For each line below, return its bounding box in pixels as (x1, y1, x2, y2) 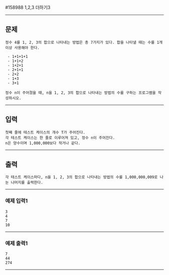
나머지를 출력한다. (11, 180, 43, 185)
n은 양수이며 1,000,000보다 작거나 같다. (5, 141, 80, 146)
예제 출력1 (5, 240, 28, 247)
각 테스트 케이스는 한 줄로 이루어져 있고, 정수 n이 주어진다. (5, 135, 115, 140)
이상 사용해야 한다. (5, 45, 40, 50)
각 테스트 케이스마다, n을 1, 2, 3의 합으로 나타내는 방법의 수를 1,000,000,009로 (5, 175, 158, 180)
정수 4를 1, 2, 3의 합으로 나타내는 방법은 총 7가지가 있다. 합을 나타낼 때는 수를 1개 (5, 40, 162, 45)
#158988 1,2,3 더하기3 (5, 5, 51, 10)
